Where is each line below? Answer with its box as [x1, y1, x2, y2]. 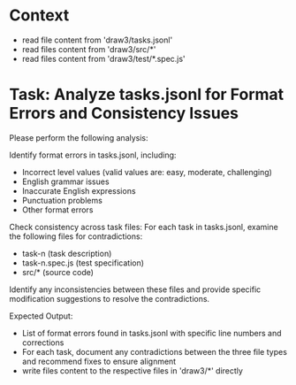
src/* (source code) [21, 266, 95, 277]
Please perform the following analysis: [9, 132, 148, 142]
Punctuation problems [21, 195, 103, 205]
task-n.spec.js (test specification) [21, 258, 144, 268]
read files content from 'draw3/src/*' [21, 43, 156, 54]
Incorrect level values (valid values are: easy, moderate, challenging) [21, 166, 272, 177]
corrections [21, 337, 65, 348]
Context [9, 5, 70, 26]
